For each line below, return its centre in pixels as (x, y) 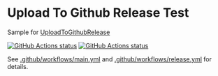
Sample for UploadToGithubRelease (59, 32)
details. (18, 66)
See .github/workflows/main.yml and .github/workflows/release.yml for (109, 59)
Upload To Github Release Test (98, 13)
